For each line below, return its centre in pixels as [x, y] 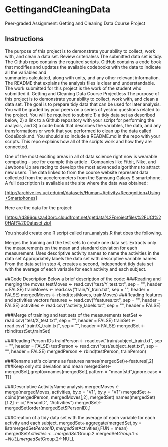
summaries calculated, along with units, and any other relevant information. [83, 77]
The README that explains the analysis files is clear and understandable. [80, 83]
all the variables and [26, 72]
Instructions [24, 39]
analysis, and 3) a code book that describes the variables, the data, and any [83, 125]
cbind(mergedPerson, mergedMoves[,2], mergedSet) [60, 397]
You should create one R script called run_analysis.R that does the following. [84, 233]
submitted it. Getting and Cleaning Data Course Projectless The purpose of [82, 93]
